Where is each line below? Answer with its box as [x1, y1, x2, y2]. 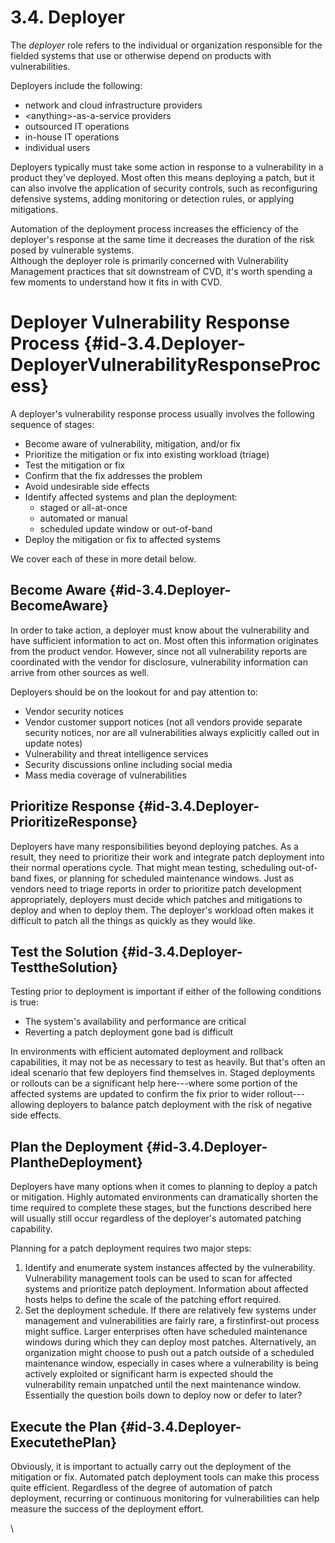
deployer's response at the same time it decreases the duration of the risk [10, 233, 315, 245]
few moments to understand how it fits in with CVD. [10, 276, 222, 288]
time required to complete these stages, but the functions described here [10, 1202, 312, 1214]
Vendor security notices [24, 705, 124, 717]
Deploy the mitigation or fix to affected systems [24, 533, 221, 545]
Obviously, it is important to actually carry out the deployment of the [10, 1460, 292, 1472]
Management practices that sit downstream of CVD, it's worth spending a [10, 265, 313, 277]
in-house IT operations [24, 131, 120, 143]
